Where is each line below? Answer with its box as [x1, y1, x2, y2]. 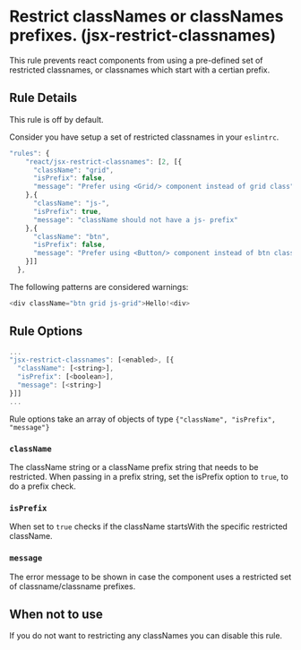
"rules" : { [9, 149, 50, 158]
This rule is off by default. [9, 114, 105, 124]
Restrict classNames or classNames [9, 6, 284, 27]
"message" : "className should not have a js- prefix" [32, 215, 239, 225]
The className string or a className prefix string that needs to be [9, 461, 259, 472]
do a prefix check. [9, 481, 76, 492]
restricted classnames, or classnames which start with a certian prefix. [9, 64, 271, 75]
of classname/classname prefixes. [9, 580, 136, 592]
